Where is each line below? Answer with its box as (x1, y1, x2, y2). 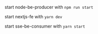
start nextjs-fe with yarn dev (4, 14, 62, 19)
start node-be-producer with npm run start (4, 4, 94, 10)
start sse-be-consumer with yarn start (4, 23, 85, 29)
